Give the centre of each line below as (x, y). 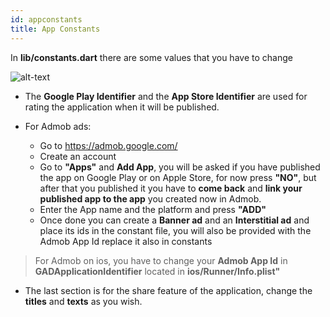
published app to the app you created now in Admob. (150, 198)
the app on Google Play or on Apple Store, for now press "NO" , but (178, 177)
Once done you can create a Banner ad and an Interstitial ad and (174, 220)
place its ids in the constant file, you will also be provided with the (175, 230)
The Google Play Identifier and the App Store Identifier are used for (166, 96)
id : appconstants (46, 19)
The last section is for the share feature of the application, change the (168, 290)
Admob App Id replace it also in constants (126, 241)
